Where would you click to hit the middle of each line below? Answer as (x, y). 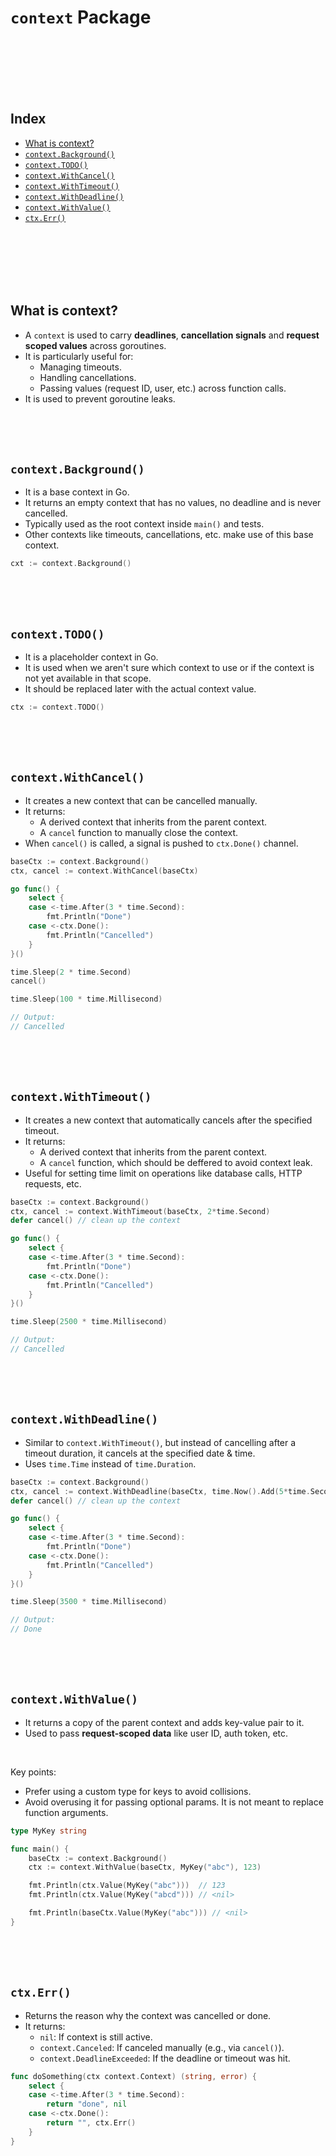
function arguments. (66, 1812)
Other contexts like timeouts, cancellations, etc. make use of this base (169, 535)
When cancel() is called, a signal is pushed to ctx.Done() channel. (161, 843)
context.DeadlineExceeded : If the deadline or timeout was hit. (165, 2058)
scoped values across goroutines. (95, 345)
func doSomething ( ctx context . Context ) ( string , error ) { (133, 2076)
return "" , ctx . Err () (91, 2123)
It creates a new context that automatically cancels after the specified (168, 1120)
